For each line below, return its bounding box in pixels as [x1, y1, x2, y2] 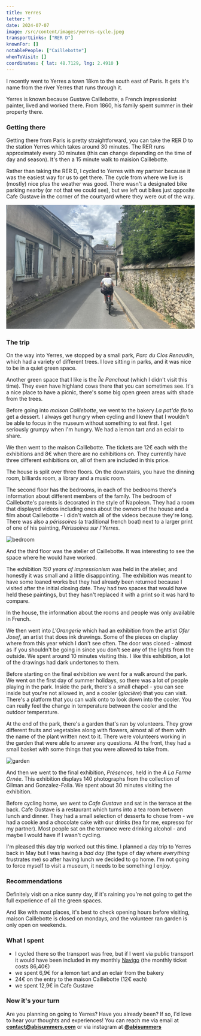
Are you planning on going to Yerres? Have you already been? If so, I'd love [6, 1010, 192, 1017]
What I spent [6, 937, 44, 945]
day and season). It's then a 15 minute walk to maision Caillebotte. [6, 156, 169, 163]
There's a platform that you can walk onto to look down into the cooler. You [6, 696, 191, 703]
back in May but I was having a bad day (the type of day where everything [6, 849, 190, 856]
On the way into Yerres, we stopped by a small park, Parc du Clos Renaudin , [6, 351, 194, 359]
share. [6, 432, 22, 439]
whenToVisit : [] [6, 54, 47, 60]
